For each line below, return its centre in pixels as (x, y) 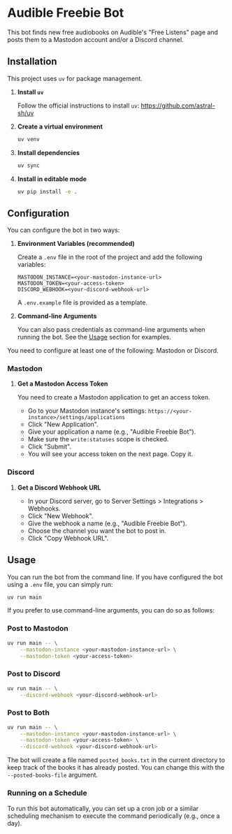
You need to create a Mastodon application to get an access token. (114, 397)
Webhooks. (44, 509)
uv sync (28, 166)
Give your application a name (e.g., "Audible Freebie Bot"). (112, 432)
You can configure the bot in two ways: (64, 230)
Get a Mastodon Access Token (63, 384)
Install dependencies (49, 152)
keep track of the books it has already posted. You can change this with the (116, 768)
